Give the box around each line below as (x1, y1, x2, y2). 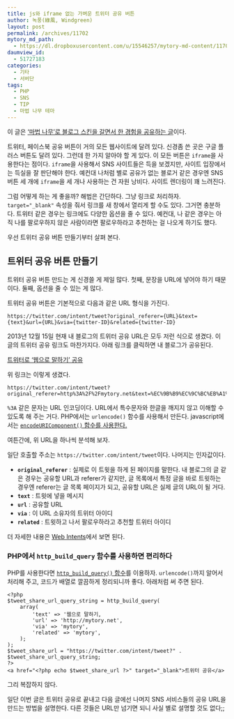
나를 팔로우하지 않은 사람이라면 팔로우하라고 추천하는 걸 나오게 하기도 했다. (14, 218, 217, 227)
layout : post (7, 23, 45, 30)
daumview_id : (7, 50, 45, 56)
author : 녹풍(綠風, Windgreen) (7, 17, 93, 24)
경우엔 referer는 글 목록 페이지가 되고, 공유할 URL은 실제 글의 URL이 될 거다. (17, 483, 226, 491)
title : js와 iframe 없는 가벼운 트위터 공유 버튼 (7, 10, 135, 17)
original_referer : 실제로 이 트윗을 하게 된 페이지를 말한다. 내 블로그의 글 (17, 465, 219, 474)
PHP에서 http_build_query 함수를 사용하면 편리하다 (7, 552, 173, 561)
